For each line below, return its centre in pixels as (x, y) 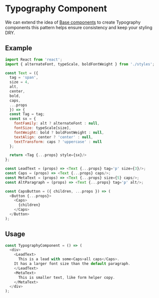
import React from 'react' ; (34, 60)
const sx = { (23, 119)
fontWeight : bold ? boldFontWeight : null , (59, 132)
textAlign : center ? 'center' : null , (53, 137)
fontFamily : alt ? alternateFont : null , (57, 124)
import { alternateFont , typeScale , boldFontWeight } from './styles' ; (80, 64)
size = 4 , (19, 82)
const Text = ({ (22, 73)
